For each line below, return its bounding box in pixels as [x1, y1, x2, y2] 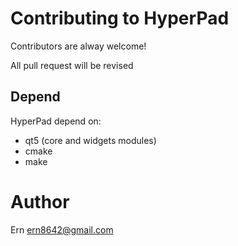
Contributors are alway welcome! [10, 40, 147, 52]
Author [10, 190, 70, 213]
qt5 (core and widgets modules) [24, 134, 157, 146]
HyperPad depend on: [10, 115, 102, 127]
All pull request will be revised [10, 59, 134, 71]
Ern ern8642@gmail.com [10, 223, 114, 236]
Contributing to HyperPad [10, 7, 230, 30]
